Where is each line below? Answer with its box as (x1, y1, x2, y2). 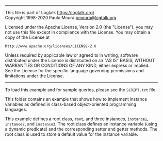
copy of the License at (5, 34, 50, 40)
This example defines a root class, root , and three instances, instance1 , (5, 116, 149, 122)
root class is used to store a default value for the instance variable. (5, 131, 138, 137)
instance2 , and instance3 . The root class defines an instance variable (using (5, 121, 158, 126)
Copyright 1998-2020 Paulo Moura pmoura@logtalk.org (5, 15, 116, 20)
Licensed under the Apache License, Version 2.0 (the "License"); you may (5, 24, 153, 30)
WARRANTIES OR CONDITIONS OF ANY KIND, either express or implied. (5, 63, 149, 68)
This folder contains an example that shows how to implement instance (5, 96, 147, 102)
